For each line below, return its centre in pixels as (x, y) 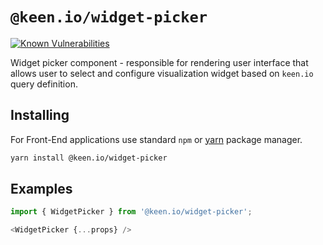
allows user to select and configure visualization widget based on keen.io (162, 73)
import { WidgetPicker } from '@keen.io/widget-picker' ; (131, 212)
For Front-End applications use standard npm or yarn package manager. (156, 139)
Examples (41, 189)
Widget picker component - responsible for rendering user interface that (159, 62)
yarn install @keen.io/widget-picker (89, 158)
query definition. (44, 84)
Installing (40, 115)
